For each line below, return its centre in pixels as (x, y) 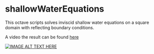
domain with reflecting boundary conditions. (50, 27)
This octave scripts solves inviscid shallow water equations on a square (77, 22)
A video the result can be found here (42, 37)
